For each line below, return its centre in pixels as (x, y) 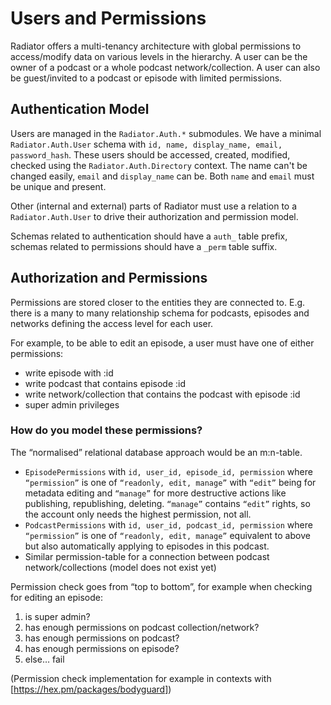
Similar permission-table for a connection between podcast (147, 556)
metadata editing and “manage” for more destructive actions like (155, 493)
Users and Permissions (108, 18)
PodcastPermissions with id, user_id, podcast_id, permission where (168, 524)
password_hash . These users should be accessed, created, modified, (150, 154)
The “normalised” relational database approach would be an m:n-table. (156, 452)
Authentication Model (80, 109)
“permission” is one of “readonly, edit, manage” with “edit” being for (170, 482)
